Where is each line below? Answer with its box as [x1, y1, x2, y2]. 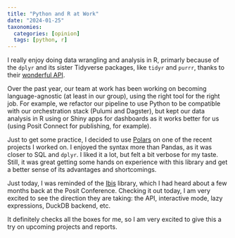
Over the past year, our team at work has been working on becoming [7, 84, 207, 93]
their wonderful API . [7, 71, 65, 80]
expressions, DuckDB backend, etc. [7, 201, 111, 210]
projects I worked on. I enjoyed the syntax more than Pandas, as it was [7, 143, 212, 151]
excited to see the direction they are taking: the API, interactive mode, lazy [7, 194, 223, 203]
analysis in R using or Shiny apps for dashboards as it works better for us [7, 114, 220, 123]
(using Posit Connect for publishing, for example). [7, 122, 151, 130]
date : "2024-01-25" [7, 17, 65, 24]
